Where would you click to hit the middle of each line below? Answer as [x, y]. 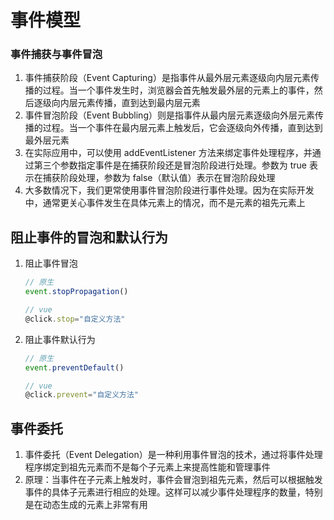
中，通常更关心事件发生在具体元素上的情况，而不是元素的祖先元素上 [165, 203]
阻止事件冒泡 [51, 263]
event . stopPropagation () [76, 292]
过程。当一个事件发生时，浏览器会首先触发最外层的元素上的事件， [178, 90]
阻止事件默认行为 [60, 339]
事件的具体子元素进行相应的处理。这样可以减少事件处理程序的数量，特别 [173, 492]
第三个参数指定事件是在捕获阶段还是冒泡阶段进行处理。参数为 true [170, 165]
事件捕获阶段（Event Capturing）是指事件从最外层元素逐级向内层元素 [167, 78]
